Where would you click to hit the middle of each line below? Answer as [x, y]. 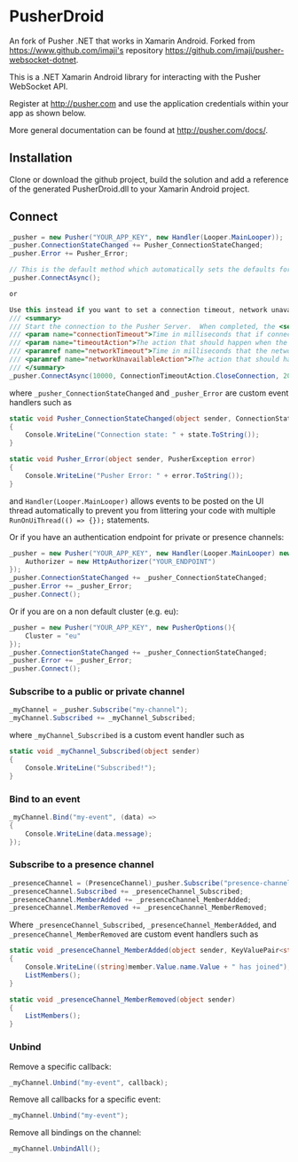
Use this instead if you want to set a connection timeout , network [138, 310]
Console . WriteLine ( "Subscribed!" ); [91, 768]
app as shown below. [48, 113]
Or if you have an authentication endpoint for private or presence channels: [147, 537]
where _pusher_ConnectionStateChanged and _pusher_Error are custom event [149, 393]
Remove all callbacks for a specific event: [85, 1099]
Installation [41, 158]
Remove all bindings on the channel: [75, 1133]
